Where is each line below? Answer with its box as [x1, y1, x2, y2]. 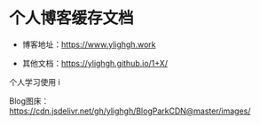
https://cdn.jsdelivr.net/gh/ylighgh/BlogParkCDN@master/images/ [9, 105, 251, 116]
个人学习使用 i [9, 76, 60, 87]
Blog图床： [9, 95, 50, 106]
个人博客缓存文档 [9, 8, 135, 28]
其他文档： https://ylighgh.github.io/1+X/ [21, 58, 169, 68]
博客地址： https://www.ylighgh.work [21, 39, 156, 50]
